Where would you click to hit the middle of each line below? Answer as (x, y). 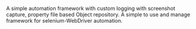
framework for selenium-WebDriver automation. (65, 21)
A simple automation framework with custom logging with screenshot (91, 8)
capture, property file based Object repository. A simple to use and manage (98, 14)
